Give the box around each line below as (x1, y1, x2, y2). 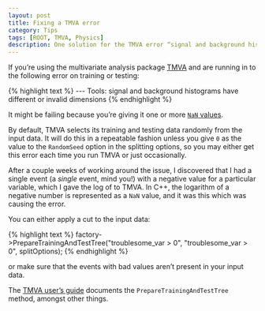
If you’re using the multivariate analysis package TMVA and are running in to (8, 62, 256, 72)
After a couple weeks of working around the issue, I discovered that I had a (8, 166, 252, 175)
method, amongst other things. (8, 294, 109, 304)
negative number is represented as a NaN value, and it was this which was (8, 191, 247, 200)
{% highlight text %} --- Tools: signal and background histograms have (8, 86, 239, 96)
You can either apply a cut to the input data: (8, 215, 151, 224)
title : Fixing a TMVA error (8, 19, 101, 27)
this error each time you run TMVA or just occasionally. (8, 151, 187, 160)
